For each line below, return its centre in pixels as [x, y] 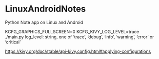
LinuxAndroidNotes [46, 9]
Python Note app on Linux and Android [44, 22]
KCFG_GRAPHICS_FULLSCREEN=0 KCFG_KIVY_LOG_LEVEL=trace [72, 31]
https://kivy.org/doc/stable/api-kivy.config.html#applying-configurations [78, 51]
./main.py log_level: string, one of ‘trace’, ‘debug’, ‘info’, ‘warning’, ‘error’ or [79, 37]
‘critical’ [13, 42]
